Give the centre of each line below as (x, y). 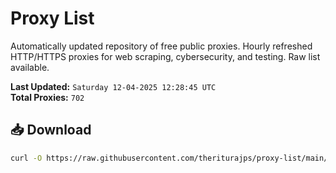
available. (30, 67)
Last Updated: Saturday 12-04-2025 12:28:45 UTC (113, 86)
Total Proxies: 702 (47, 97)
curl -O (26, 158)
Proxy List (52, 18)
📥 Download (51, 130)
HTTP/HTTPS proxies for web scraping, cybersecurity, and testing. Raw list (165, 56)
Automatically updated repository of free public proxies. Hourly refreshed (161, 46)
